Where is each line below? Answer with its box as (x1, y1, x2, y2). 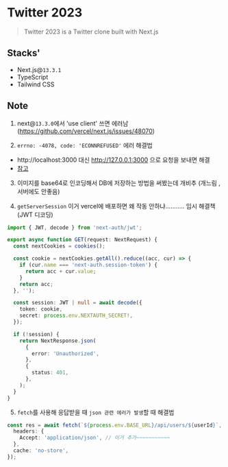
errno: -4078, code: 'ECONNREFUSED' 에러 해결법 (16, 141, 153, 149)
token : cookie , (19, 306, 63, 313)
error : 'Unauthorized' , (31, 350, 99, 357)
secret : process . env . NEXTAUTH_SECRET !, (19, 312, 134, 320)
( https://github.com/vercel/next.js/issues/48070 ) (16, 127, 155, 135)
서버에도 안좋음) (16, 187, 60, 195)
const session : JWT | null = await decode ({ (13, 300, 142, 307)
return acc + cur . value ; (25, 267, 97, 275)
